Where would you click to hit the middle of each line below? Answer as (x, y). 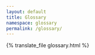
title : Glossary (26, 17)
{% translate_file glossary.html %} (48, 45)
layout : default (26, 12)
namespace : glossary (32, 23)
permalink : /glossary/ (34, 28)
